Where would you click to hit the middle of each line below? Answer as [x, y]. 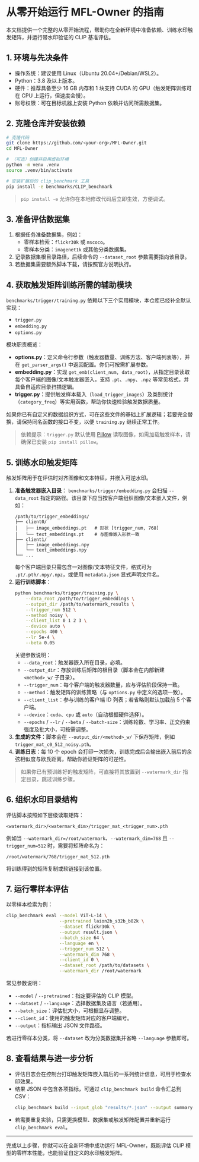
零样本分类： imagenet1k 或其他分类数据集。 [77, 250]
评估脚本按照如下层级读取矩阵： [45, 815]
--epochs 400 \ [44, 632]
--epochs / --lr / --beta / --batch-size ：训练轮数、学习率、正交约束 [107, 722]
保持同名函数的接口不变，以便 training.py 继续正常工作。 [92, 422]
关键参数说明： [33, 655]
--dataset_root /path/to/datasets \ [104, 966]
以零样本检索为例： [30, 905]
